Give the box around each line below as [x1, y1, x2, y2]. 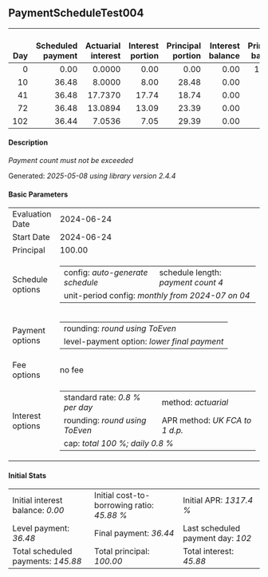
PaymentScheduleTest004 [8, 6, 144, 20]
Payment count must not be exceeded [8, 156, 134, 165]
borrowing [94, 499, 133, 511]
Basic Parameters [8, 189, 69, 199]
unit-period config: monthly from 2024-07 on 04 [63, 290, 250, 301]
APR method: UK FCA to [161, 415, 252, 426]
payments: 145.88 [12, 555, 82, 567]
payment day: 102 [183, 533, 252, 544]
